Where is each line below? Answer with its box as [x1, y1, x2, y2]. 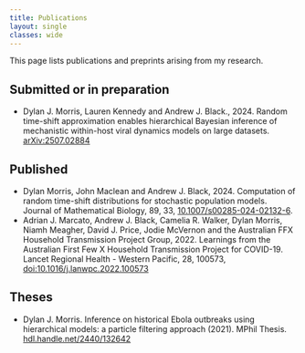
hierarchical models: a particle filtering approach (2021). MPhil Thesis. [22, 323, 288, 334]
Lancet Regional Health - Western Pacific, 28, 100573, [22, 254, 226, 265]
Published [9, 161, 68, 177]
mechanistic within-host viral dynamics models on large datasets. [22, 125, 270, 137]
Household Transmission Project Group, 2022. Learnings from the [22, 234, 271, 244]
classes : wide [9, 30, 64, 39]
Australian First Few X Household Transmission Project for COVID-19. [22, 244, 283, 254]
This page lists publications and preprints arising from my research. [9, 56, 264, 67]
